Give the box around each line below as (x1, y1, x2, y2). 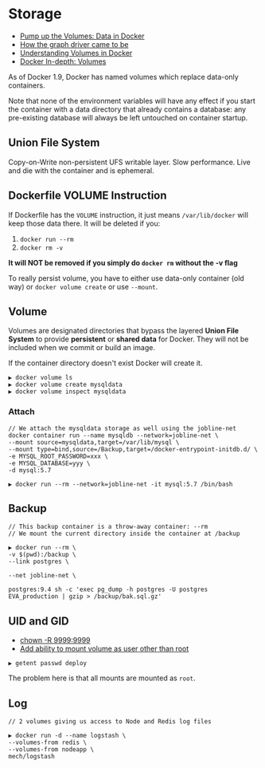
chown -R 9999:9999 (19, 636, 91, 645)
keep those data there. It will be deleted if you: (8, 219, 161, 228)
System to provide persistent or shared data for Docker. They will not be (8, 334, 249, 344)
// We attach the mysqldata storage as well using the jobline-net (8, 424, 237, 432)
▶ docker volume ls (8, 374, 73, 382)
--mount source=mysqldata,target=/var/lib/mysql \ (8, 438, 180, 447)
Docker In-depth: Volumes (19, 57, 107, 66)
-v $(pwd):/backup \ (8, 551, 77, 559)
